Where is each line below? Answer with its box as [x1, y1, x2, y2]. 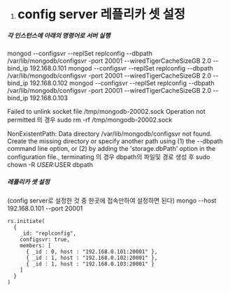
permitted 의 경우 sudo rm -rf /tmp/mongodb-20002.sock [7, 116, 173, 124]
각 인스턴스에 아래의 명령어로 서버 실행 [7, 31, 110, 39]
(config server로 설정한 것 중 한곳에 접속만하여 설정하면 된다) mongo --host [7, 196, 217, 205]
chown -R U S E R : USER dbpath [7, 161, 93, 169]
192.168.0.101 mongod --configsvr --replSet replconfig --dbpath [29, 64, 213, 73]
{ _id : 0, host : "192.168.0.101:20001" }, [25, 249, 158, 256]
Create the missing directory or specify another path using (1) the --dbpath [7, 137, 224, 145]
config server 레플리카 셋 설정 [17, 6, 185, 22]
